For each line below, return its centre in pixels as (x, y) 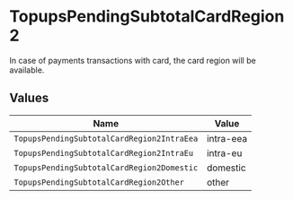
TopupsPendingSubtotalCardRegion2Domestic (106, 167)
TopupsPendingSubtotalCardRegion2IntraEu (104, 153)
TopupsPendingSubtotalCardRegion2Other (99, 182)
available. (27, 70)
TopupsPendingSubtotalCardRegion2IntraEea (106, 138)
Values (29, 98)
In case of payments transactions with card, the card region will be (133, 60)
